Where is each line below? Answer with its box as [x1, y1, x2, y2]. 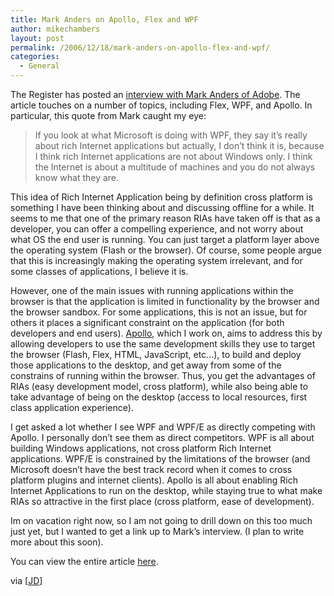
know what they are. [34, 172, 120, 183]
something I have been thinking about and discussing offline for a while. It [10, 202, 315, 213]
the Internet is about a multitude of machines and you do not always [34, 161, 316, 173]
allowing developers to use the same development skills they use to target [10, 338, 316, 350]
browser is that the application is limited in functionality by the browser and [10, 296, 320, 307]
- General [19, 61, 60, 71]
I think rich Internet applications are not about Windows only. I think [34, 151, 313, 162]
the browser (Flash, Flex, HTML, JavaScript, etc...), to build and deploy [10, 349, 302, 360]
